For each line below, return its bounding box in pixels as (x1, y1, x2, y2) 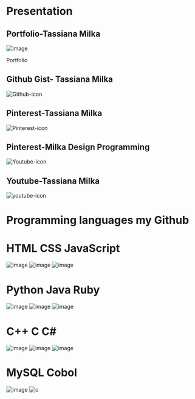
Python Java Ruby (6, 282, 100, 297)
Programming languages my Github (6, 214, 190, 227)
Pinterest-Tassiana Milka (6, 108, 102, 118)
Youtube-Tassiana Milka (6, 176, 100, 186)
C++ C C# (6, 325, 56, 338)
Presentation (6, 4, 73, 18)
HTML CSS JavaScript (6, 241, 120, 255)
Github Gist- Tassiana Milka (6, 74, 114, 85)
